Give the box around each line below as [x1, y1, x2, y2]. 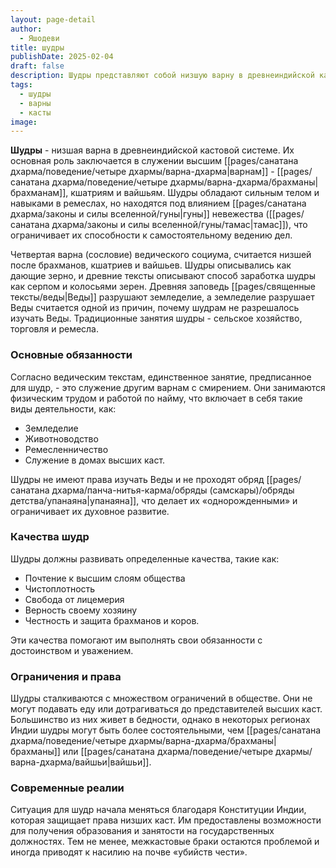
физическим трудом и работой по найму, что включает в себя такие [10, 392, 303, 404]
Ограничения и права [10, 669, 122, 683]
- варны [19, 98, 52, 108]
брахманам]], [10, 187, 69, 199]
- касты [19, 107, 52, 118]
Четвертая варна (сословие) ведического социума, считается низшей [10, 249, 312, 261]
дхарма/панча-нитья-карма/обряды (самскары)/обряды [51, 484, 295, 496]
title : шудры [10, 42, 65, 53]
